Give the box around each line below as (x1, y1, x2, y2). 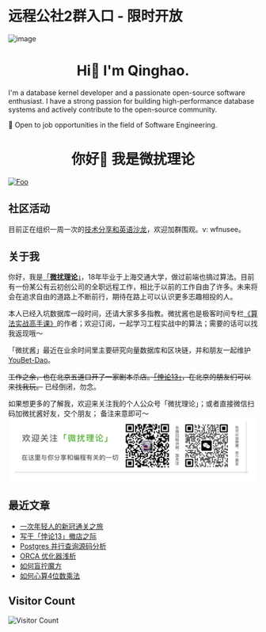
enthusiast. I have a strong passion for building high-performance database (8, 96, 255, 105)
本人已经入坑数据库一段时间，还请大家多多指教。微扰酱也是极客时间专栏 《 (8, 309, 251, 318)
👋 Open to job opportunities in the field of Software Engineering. (8, 120, 218, 129)
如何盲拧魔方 (19, 561, 62, 570)
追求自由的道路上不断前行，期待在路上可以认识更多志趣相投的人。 (21, 292, 237, 302)
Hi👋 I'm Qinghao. (76, 62, 190, 80)
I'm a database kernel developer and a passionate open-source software (8, 88, 245, 97)
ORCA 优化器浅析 (19, 551, 77, 561)
